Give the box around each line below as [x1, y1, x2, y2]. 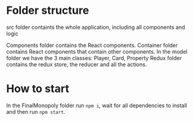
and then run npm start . [6, 108, 66, 115]
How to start [6, 82, 69, 96]
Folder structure [6, 4, 89, 17]
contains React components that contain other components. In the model [6, 48, 188, 55]
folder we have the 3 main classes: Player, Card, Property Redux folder [6, 54, 182, 61]
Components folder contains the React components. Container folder [6, 42, 178, 49]
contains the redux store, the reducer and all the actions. [6, 61, 147, 68]
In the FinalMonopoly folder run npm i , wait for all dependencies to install [6, 102, 188, 109]
